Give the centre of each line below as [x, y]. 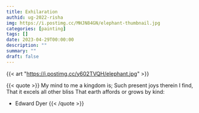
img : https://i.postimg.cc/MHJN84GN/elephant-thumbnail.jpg [84, 23]
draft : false [23, 56]
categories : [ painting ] [36, 29]
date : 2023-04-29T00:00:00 [40, 40]
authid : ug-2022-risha [35, 17]
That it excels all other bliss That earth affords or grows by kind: [85, 91]
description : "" [27, 46]
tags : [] [17, 34]
